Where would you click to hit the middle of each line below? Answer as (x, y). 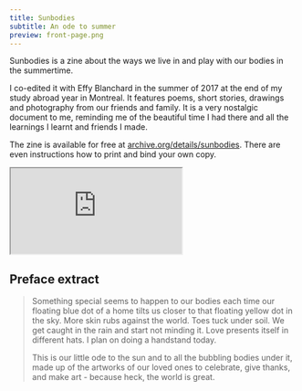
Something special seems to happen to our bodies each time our (153, 301)
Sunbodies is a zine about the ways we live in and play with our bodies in (146, 61)
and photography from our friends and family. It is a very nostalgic (134, 108)
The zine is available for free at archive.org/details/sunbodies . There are (145, 145)
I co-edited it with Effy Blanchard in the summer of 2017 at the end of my (146, 89)
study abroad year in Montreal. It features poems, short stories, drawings (147, 98)
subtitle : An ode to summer (63, 26)
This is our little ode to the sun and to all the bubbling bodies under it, (162, 358)
